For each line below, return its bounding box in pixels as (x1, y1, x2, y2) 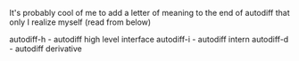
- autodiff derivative (9, 43, 82, 54)
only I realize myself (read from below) (9, 17, 152, 27)
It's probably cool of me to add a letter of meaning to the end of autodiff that (9, 8, 290, 18)
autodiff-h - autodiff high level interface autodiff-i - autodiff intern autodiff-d (9, 34, 289, 44)
